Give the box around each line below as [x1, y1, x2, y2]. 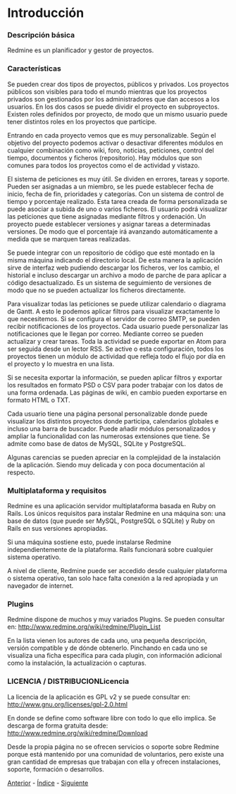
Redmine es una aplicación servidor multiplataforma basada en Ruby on [7, 502, 216, 510]
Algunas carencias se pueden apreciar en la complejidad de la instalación [7, 453, 221, 462]
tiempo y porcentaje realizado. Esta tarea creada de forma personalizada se [7, 197, 228, 205]
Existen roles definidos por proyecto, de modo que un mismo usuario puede [7, 109, 228, 118]
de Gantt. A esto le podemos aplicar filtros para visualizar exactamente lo [7, 307, 221, 315]
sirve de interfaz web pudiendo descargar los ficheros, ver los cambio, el [7, 263, 220, 272]
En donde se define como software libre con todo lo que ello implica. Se [7, 714, 216, 722]
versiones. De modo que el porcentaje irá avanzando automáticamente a [7, 227, 218, 236]
